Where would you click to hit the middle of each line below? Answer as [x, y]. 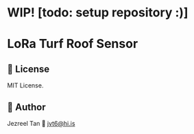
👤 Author [26, 107]
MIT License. [25, 85]
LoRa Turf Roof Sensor [73, 44]
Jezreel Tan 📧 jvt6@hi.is [41, 123]
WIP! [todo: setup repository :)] [98, 13]
